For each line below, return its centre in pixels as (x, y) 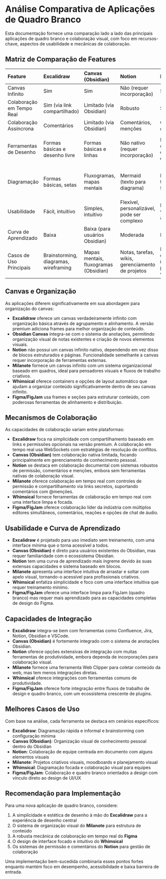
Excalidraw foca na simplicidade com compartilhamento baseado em (83, 439)
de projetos (133, 270)
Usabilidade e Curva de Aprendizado (63, 528)
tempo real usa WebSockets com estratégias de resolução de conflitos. (85, 450)
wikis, (127, 258)
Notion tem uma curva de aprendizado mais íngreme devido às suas (82, 561)
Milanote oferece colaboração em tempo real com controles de (77, 481)
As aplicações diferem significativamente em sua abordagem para (72, 303)
